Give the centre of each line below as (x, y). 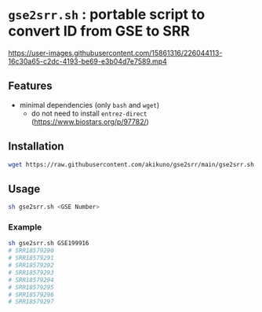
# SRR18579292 (31, 266)
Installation (36, 147)
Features (30, 86)
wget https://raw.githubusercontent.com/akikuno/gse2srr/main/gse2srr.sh (131, 164)
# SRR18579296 (31, 295)
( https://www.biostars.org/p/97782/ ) (90, 121)
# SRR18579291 (31, 258)
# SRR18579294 (31, 280)
